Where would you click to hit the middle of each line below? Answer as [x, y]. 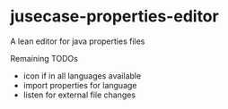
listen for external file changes [79, 95]
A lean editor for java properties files [78, 41]
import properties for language [80, 85]
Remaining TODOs [44, 58]
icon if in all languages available [82, 75]
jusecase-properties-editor [114, 17]
